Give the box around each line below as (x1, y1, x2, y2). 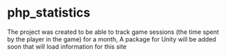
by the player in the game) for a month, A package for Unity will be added (7, 35, 216, 43)
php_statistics (7, 5, 91, 21)
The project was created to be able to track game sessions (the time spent (7, 28, 219, 36)
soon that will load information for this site (7, 42, 126, 50)
